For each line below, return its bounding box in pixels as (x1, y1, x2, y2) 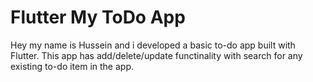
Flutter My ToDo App (10, 6, 186, 29)
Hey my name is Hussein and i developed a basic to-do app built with (10, 39, 296, 51)
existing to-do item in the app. (10, 60, 135, 72)
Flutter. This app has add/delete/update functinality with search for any (10, 49, 303, 61)
